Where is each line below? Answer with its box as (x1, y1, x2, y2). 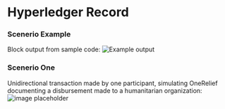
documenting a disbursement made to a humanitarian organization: (7, 86, 202, 95)
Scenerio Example (7, 30, 71, 39)
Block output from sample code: (7, 45, 101, 53)
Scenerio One (7, 63, 55, 72)
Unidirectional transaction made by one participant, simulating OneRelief (7, 79, 218, 87)
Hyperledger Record (7, 4, 129, 20)
